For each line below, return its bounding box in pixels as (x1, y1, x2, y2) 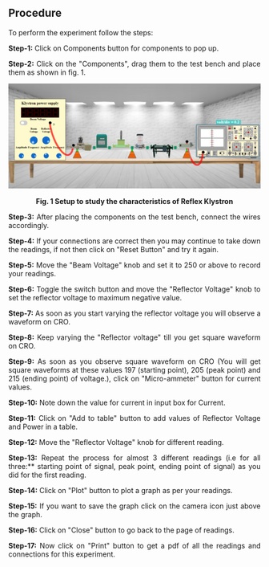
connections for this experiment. (8, 549, 116, 559)
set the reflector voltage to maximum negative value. (8, 293, 183, 303)
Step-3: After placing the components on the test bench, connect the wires (8, 212, 261, 222)
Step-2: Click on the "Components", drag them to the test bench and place (8, 59, 261, 68)
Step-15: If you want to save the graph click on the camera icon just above (8, 501, 261, 511)
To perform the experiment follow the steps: (8, 27, 154, 37)
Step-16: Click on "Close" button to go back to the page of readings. (8, 525, 235, 535)
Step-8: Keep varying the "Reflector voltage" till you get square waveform (8, 332, 261, 342)
